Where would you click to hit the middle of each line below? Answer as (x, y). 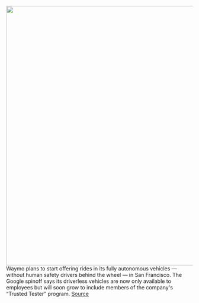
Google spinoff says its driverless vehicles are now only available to (89, 281)
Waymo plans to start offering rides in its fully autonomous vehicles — (92, 269)
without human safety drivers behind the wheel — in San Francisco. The (94, 275)
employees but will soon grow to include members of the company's (90, 287)
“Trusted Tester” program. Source (47, 294)
